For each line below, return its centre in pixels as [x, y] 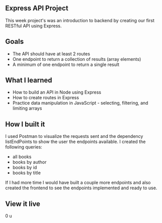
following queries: [24, 147]
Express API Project [37, 8]
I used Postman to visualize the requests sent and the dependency [74, 136]
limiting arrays [27, 108]
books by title [27, 173]
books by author [29, 162]
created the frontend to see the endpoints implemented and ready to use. [81, 188]
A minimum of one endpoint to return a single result [66, 64]
